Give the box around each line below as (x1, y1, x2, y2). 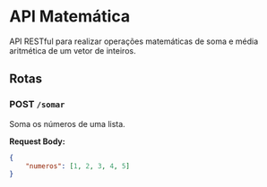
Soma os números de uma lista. (9, 118, 125, 129)
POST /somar (9, 98, 65, 111)
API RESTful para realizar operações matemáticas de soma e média (9, 36, 259, 47)
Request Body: (9, 136, 65, 147)
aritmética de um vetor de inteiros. (9, 45, 136, 55)
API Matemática (9, 6, 131, 27)
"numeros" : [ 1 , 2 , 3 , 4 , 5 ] (25, 161, 130, 171)
